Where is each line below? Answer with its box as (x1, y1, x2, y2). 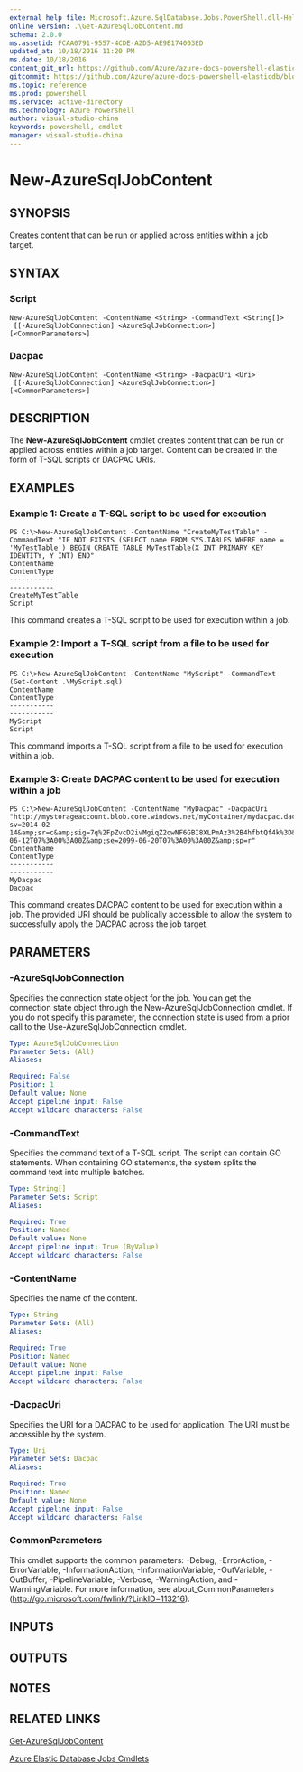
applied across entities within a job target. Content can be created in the (9, 444, 278, 455)
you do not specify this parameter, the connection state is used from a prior (9, 1012, 290, 1023)
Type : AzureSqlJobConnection (9, 1039, 119, 1048)
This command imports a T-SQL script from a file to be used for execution (9, 740, 284, 751)
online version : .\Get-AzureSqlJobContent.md (9, 22, 183, 31)
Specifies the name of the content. (9, 1293, 138, 1304)
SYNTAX (9, 266, 60, 281)
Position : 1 (9, 1080, 54, 1089)
